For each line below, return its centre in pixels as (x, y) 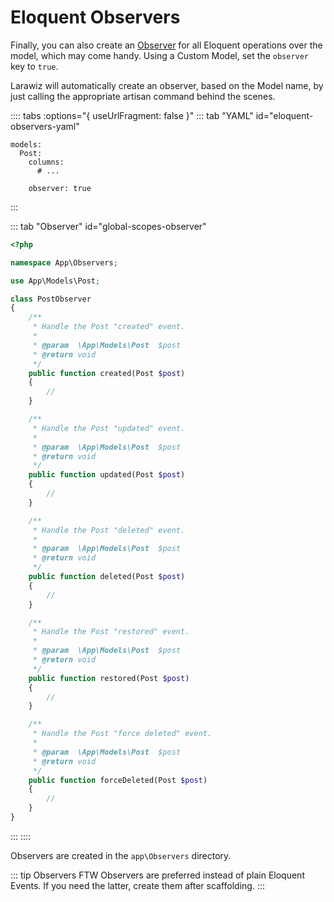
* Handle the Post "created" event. (109, 327)
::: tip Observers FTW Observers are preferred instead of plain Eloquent (157, 875)
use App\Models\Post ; (55, 281)
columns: (46, 162)
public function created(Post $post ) (107, 373)
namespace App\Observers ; (64, 262)
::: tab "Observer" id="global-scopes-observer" (108, 226)
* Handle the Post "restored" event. (111, 632)
